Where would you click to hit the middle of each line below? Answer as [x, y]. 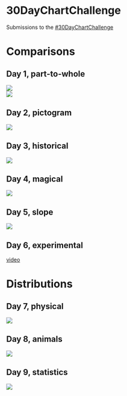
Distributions [40, 284]
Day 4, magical [35, 179]
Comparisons [41, 52]
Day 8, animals [34, 339]
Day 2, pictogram [39, 113]
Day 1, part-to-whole [46, 74]
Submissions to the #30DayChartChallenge [60, 27]
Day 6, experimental [45, 245]
